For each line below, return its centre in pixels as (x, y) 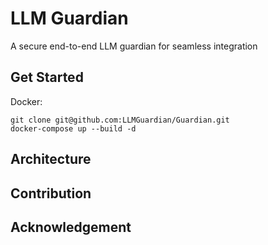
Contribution (51, 193)
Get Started (47, 77)
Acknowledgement (71, 227)
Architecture (51, 159)
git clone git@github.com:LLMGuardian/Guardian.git (120, 120)
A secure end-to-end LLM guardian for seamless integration (134, 46)
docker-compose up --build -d (73, 128)
